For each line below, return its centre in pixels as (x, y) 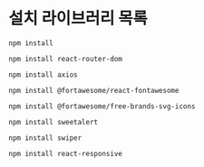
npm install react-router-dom (66, 59)
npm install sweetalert (53, 122)
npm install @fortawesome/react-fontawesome (94, 90)
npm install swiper (45, 138)
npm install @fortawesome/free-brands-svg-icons (102, 106)
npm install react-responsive (66, 153)
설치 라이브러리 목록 (78, 19)
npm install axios (43, 74)
